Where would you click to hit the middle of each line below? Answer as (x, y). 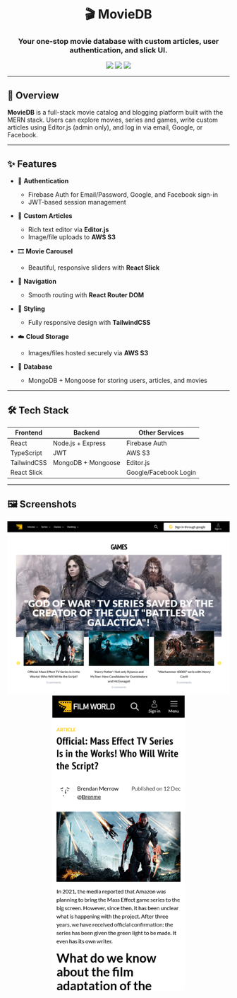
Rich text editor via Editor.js (68, 230)
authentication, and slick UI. (119, 50)
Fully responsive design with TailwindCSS (89, 323)
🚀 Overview (33, 95)
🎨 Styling (31, 309)
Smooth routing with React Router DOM (86, 295)
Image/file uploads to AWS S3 (72, 237)
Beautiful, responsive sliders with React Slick (94, 268)
